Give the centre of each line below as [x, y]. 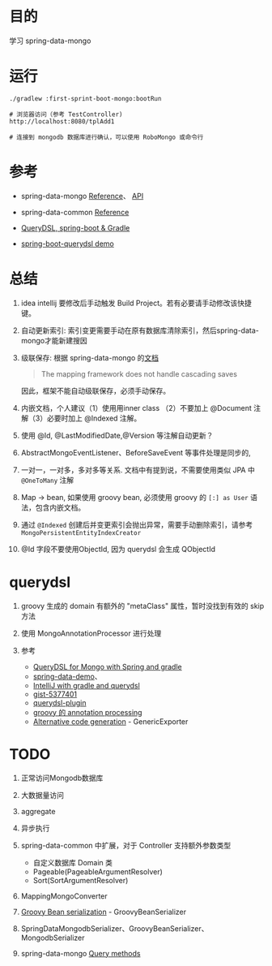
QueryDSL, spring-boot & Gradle [75, 227]
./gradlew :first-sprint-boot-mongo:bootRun [85, 98]
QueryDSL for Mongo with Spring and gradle [107, 666]
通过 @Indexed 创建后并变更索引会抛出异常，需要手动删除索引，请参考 [137, 524]
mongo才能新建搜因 [54, 340]
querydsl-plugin [59, 702]
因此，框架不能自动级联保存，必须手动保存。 [96, 390]
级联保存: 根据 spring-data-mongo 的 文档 [89, 357]
